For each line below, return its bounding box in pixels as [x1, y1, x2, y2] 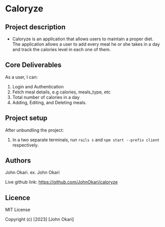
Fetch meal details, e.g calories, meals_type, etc [12, 89, 110, 95]
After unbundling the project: [5, 127, 64, 133]
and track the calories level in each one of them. [12, 47, 111, 52]
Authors [5, 156, 31, 165]
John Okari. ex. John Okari [5, 169, 60, 175]
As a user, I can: [5, 74, 38, 80]
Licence [5, 193, 31, 202]
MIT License [5, 207, 31, 213]
